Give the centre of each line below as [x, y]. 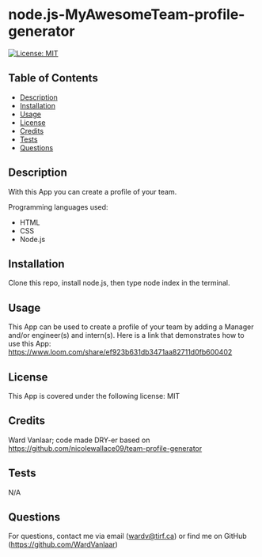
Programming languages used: [58, 207]
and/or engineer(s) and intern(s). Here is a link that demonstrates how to [126, 335]
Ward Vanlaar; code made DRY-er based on [79, 440]
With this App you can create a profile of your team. [93, 191]
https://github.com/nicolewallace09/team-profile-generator [105, 448]
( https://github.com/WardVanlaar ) [63, 544]
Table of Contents [53, 78]
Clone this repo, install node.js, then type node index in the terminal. [120, 283]
